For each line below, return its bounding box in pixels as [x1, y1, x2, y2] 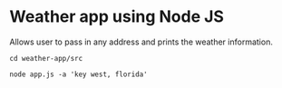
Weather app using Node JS [9, 6, 225, 27]
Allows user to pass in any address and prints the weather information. [9, 36, 274, 47]
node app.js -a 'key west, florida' [9, 70, 148, 79]
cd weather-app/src [9, 54, 83, 63]
